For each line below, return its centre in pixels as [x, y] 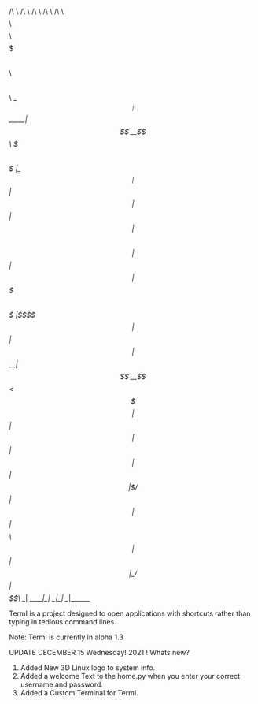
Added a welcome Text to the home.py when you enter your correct [130, 676]
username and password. [61, 684]
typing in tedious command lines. [63, 622]
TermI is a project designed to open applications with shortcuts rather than [130, 613]
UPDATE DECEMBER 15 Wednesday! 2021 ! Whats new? [99, 652]
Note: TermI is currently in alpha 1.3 [66, 637]
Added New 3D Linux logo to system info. [88, 668]
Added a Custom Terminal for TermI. [79, 693]
